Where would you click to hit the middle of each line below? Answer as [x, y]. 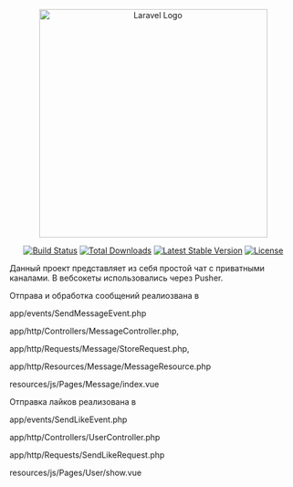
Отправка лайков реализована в [73, 402]
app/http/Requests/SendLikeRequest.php [87, 455]
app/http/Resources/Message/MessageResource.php [110, 366]
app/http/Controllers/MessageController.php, [94, 331]
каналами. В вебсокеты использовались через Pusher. [116, 278]
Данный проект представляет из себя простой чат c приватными [137, 268]
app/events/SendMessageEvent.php [78, 313]
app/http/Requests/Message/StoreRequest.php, [99, 349]
